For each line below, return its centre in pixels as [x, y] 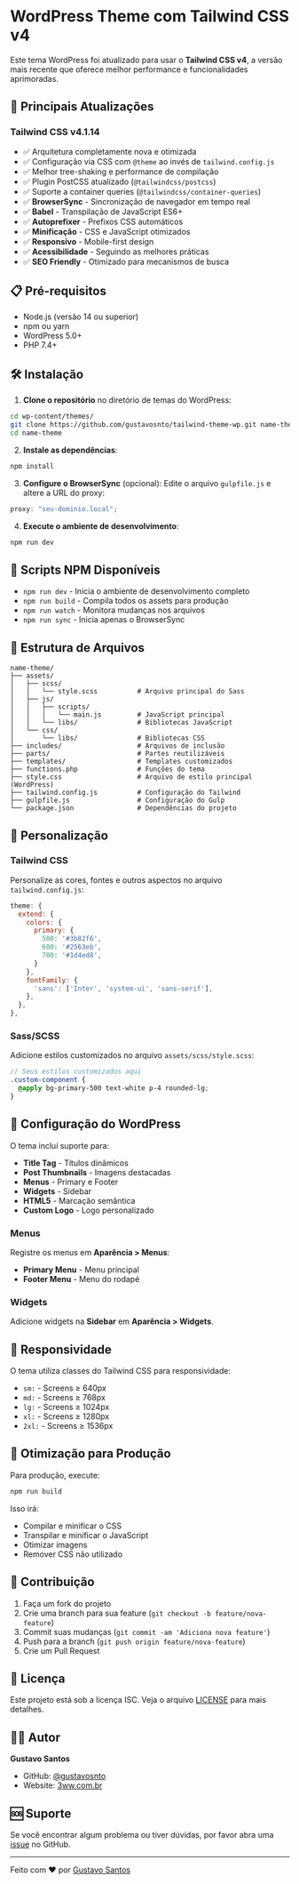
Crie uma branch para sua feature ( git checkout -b [117, 1613]
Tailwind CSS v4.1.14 [55, 132]
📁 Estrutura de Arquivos [78, 648]
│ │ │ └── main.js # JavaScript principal [118, 715]
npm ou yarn [46, 326]
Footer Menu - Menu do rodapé [81, 1279]
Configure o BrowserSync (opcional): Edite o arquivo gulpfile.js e [147, 483]
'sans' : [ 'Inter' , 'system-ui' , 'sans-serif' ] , [123, 989]
